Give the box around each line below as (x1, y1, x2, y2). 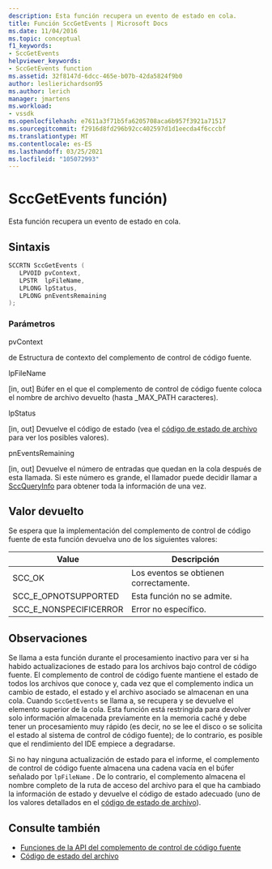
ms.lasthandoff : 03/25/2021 (8, 147, 104, 155)
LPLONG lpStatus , (19, 284, 79, 292)
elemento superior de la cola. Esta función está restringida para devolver (8, 705, 251, 714)
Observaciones (8, 631, 87, 645)
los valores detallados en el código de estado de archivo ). (8, 798, 202, 807)
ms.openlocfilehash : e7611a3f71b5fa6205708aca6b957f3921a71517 (8, 117, 227, 126)
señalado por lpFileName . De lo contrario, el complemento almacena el (8, 772, 245, 782)
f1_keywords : (8, 42, 53, 50)
